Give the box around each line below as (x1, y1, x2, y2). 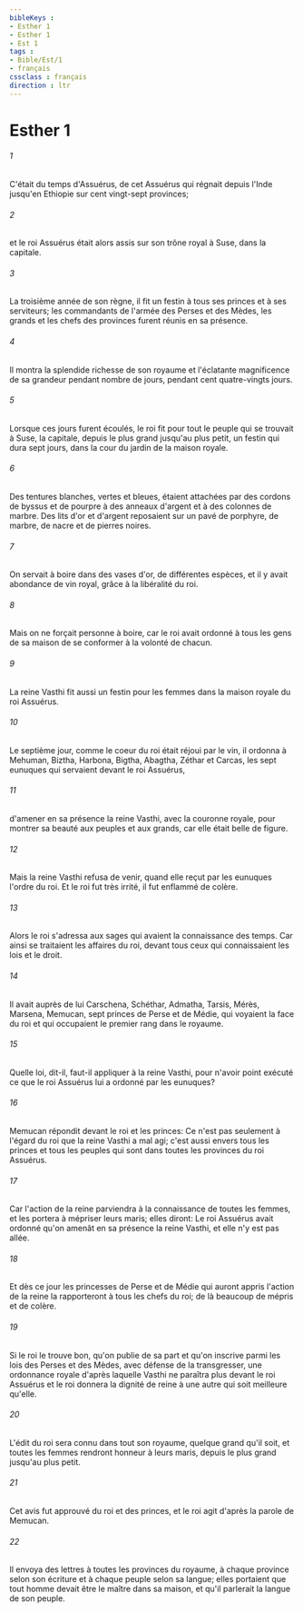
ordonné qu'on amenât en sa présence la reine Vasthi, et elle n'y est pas (9, 1223, 279, 1234)
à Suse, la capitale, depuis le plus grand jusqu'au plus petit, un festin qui (9, 433, 279, 443)
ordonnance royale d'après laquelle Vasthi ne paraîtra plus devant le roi (9, 1369, 276, 1379)
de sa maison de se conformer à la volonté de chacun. (9, 637, 213, 648)
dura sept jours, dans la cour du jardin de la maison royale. (9, 442, 229, 453)
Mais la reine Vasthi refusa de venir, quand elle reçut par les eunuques (9, 871, 272, 882)
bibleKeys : (9, 13, 54, 23)
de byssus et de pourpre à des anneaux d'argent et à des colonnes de (9, 501, 272, 512)
